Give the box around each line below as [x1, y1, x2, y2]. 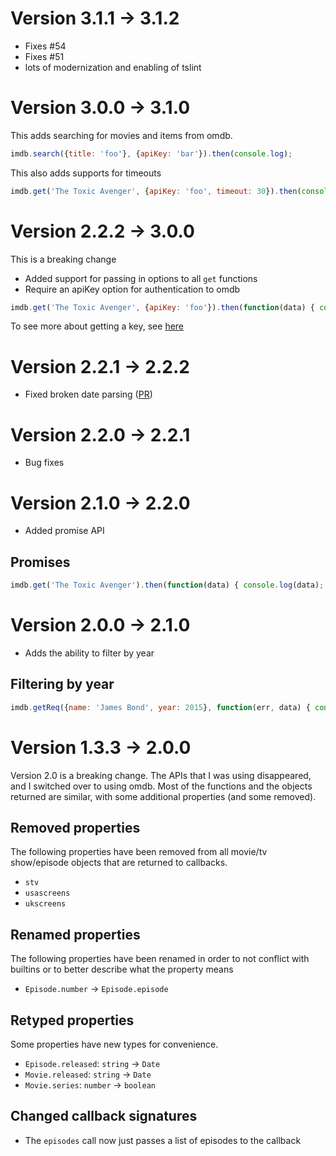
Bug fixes [24, 457, 65, 469]
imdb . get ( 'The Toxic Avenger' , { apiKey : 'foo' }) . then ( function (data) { [10, 302, 315, 312]
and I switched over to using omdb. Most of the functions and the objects [10, 780, 313, 792]
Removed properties [10, 819, 141, 836]
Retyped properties [10, 1012, 135, 1029]
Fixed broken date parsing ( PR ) [24, 388, 153, 401]
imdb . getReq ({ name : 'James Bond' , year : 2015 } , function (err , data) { [10, 702, 311, 712]
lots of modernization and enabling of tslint [24, 61, 202, 73]
